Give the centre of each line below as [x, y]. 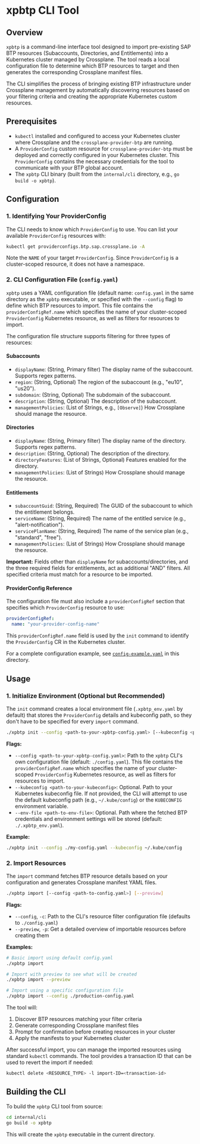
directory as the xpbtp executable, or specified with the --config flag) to [95, 299]
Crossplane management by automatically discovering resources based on [98, 90]
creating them [32, 935]
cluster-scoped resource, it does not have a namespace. [75, 264]
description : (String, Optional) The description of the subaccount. [96, 401]
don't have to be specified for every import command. [72, 721]
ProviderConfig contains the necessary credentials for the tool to [94, 161]
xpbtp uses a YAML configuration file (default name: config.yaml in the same [100, 293]
